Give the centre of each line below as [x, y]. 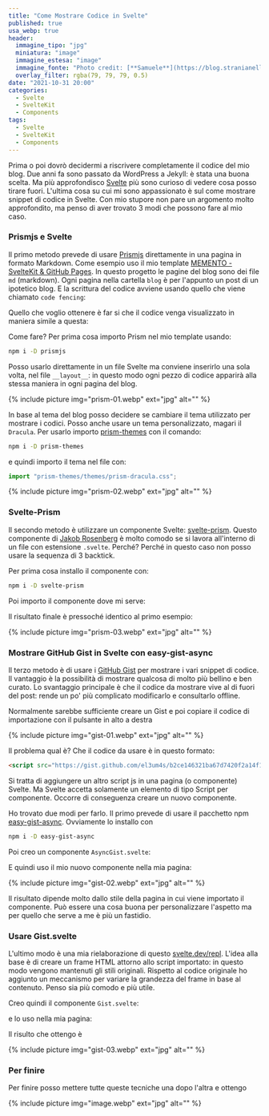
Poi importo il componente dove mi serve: [77, 601]
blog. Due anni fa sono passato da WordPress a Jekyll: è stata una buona [129, 174]
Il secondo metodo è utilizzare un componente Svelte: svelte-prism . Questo [133, 530]
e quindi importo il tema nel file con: [67, 461]
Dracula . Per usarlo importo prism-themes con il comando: [105, 431]
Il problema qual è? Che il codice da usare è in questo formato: [111, 751]
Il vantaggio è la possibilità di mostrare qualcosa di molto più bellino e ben [130, 679]
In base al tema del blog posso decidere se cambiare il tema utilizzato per [130, 414]
